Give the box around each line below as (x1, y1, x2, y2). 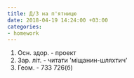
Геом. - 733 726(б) (17, 63, 74, 72)
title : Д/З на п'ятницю (7, 10, 77, 17)
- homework (7, 29, 39, 37)
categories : (7, 23, 42, 30)
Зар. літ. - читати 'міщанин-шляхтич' (17, 56, 128, 65)
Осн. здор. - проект (17, 49, 76, 57)
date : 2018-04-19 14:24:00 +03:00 (7, 17, 109, 24)
